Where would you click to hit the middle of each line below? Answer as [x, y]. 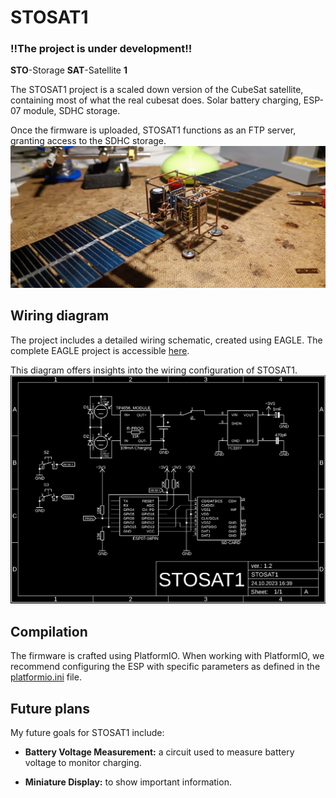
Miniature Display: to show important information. [128, 782]
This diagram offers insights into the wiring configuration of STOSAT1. [154, 370]
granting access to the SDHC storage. [88, 141]
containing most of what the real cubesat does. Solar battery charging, [156, 100]
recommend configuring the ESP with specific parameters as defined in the [165, 667]
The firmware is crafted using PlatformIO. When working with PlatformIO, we [167, 656]
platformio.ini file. [46, 677]
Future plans [50, 708]
